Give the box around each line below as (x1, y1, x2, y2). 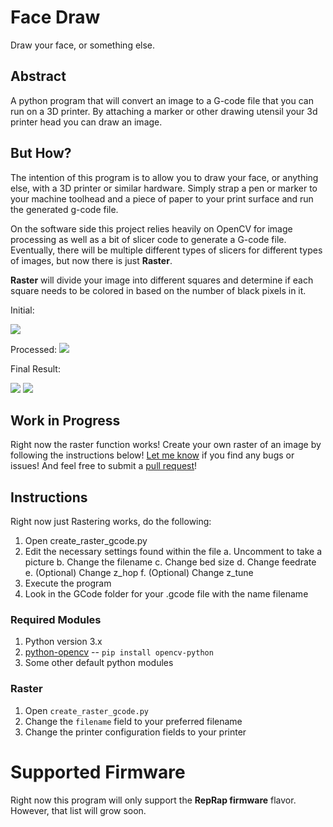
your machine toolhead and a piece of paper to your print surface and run (10, 192, 314, 205)
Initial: (10, 304, 35, 316)
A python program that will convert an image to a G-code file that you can (10, 94, 314, 106)
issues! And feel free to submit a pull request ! (10, 460, 198, 472)
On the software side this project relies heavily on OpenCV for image (10, 222, 293, 235)
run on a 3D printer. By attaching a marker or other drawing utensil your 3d (10, 105, 318, 117)
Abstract (10, 68, 67, 85)
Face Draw (10, 6, 101, 29)
